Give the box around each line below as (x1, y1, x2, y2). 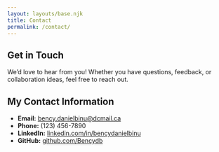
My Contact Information (7, 95, 114, 107)
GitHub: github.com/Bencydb (17, 137, 103, 144)
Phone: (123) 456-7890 (17, 122, 86, 130)
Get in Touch (7, 49, 65, 61)
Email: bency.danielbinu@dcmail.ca (17, 114, 121, 123)
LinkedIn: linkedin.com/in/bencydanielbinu (17, 129, 142, 137)
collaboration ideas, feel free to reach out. (7, 75, 128, 84)
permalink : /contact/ (7, 23, 71, 30)
